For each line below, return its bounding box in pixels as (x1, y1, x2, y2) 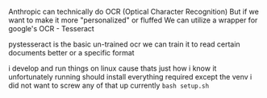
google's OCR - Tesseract (8, 24, 94, 33)
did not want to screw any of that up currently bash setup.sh (8, 80, 210, 90)
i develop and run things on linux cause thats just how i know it (8, 63, 217, 73)
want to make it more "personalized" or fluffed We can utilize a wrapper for (8, 15, 258, 25)
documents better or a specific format (8, 48, 135, 57)
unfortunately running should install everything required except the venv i (8, 72, 252, 81)
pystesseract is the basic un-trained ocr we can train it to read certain (8, 39, 240, 49)
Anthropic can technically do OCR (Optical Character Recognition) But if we (8, 7, 260, 16)
